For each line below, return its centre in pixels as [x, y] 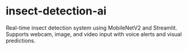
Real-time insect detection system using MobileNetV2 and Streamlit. [92, 28]
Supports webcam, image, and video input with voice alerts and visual [94, 34]
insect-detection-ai [56, 11]
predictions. [21, 40]
